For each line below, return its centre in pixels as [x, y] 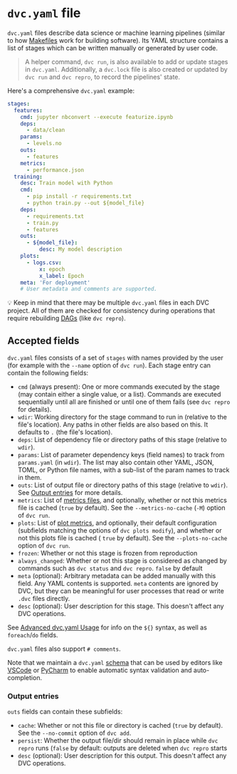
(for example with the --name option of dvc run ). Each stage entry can [109, 365]
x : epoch [52, 269]
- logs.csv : [44, 262]
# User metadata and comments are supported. [89, 289]
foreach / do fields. [33, 635]
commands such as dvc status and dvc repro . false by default [110, 568]
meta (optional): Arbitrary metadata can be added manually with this [117, 576]
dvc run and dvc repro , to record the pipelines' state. [102, 77]
